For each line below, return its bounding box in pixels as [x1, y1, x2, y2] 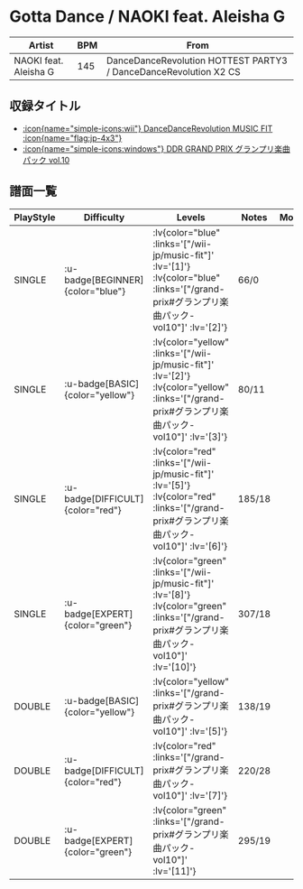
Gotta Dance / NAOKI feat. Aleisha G [9, 6, 286, 27]
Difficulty [83, 210, 125, 223]
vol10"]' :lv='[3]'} [152, 431, 228, 443]
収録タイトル [9, 98, 81, 114]
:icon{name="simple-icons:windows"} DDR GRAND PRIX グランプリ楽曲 [22, 143, 291, 154]
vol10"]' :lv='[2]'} [152, 320, 228, 333]
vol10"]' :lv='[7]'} [152, 789, 228, 801]
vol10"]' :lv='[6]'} [152, 540, 228, 552]
